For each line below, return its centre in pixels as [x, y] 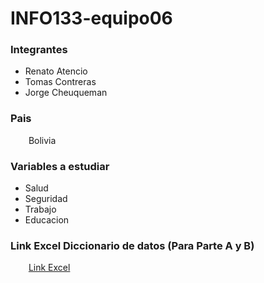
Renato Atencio [56, 71]
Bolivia [42, 140]
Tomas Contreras [60, 82]
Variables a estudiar [60, 166]
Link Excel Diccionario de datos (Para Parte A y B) [132, 245]
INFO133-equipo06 [91, 18]
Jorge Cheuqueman [66, 93]
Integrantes [39, 50]
